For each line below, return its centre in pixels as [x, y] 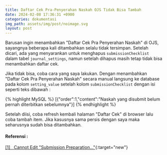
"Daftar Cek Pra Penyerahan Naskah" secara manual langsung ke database [82, 79]
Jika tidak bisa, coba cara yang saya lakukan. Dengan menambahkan [76, 73]
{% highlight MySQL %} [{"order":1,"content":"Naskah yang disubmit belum [83, 99]
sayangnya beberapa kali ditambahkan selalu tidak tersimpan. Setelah [77, 48]
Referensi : [17, 136]
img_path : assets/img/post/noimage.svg [47, 24]
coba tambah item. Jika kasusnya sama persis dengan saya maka [73, 119]
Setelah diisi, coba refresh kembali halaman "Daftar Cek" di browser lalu [79, 114]
